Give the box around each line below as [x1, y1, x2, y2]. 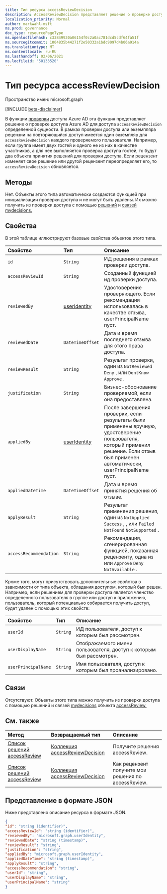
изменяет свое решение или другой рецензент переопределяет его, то [5, 158, 157, 164]
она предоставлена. [104, 396, 153, 403]
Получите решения [112, 743, 159, 750]
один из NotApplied [104, 514, 150, 521]
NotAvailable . [104, 566, 138, 573]
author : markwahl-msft [5, 21, 52, 26]
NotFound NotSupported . [104, 526, 159, 533]
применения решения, [104, 508, 159, 515]
